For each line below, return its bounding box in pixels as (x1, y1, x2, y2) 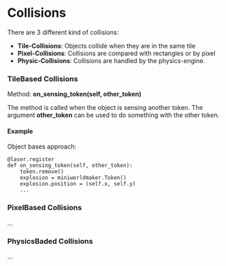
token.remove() (20, 168, 64, 176)
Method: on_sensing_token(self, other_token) (7, 90, 142, 99)
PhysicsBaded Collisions (7, 236, 93, 246)
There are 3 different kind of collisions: (7, 28, 119, 36)
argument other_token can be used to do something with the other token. (7, 111, 220, 120)
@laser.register (7, 156, 55, 163)
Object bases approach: (7, 142, 77, 151)
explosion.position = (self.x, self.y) (20, 181, 136, 188)
